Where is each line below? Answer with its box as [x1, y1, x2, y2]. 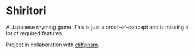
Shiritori [6, 4, 46, 18]
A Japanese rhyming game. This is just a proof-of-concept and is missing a [6, 23, 189, 31]
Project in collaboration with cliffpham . [6, 41, 100, 48]
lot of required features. [6, 29, 63, 36]
